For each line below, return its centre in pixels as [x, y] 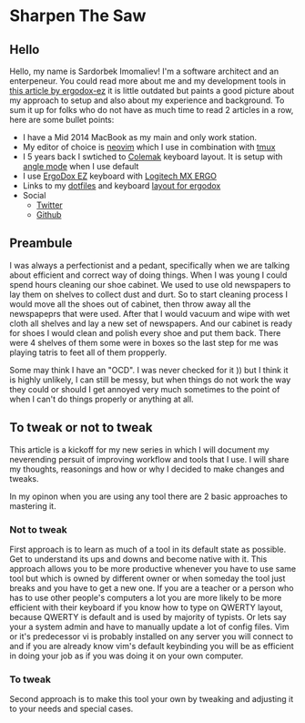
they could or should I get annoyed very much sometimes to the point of [145, 389]
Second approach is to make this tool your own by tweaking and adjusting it [152, 699]
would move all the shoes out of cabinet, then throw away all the [130, 304]
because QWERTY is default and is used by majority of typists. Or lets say [148, 616]
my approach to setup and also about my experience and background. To [147, 100]
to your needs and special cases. [71, 709]
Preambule [41, 244]
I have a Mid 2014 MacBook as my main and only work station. [140, 137]
